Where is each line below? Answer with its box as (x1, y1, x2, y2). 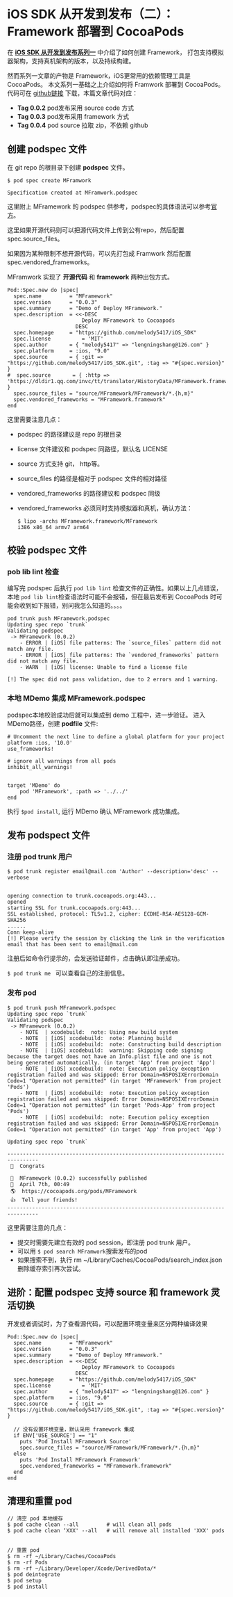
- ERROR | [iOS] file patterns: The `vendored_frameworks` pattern (19, 651, 218, 659)
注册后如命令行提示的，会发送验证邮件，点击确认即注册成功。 (7, 954, 184, 963)
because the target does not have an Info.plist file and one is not (7, 1053, 213, 1060)
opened (7, 898, 26, 906)
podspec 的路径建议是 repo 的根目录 (17, 430, 122, 438)
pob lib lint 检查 (7, 567, 60, 577)
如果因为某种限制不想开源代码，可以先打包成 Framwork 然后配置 (7, 249, 191, 257)
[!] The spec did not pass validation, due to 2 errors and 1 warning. (7, 676, 218, 683)
